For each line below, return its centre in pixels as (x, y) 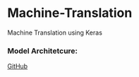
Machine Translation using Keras (55, 32)
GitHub (18, 66)
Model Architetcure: (43, 51)
